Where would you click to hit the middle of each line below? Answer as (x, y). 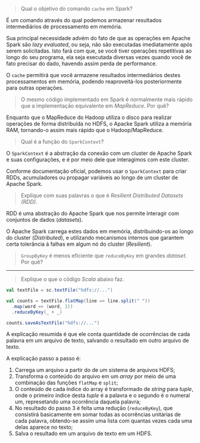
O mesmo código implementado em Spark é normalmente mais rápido (107, 99)
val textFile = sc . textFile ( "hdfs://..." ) (60, 290)
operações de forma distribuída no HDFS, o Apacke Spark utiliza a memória (99, 124)
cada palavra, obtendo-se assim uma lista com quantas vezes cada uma (103, 421)
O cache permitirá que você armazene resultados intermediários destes (93, 75)
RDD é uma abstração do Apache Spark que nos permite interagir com (93, 213)
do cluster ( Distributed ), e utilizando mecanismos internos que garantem (95, 238)
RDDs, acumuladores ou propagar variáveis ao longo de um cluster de (92, 178)
